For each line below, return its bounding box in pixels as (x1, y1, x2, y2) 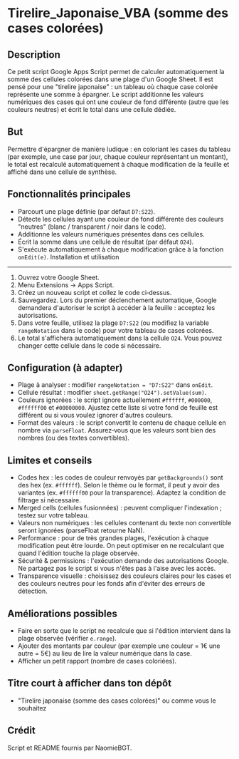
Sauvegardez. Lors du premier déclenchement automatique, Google (17, 296, 217, 304)
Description (7, 48, 60, 61)
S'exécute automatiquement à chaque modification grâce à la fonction (17, 244, 224, 254)
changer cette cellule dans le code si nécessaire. (17, 341, 161, 350)
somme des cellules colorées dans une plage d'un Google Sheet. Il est (7, 75, 213, 83)
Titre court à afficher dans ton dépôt (7, 677, 172, 689)
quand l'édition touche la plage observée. (17, 549, 140, 557)
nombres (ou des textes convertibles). (17, 433, 129, 443)
